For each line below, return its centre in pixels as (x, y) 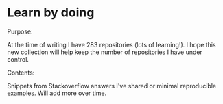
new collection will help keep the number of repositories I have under (105, 52)
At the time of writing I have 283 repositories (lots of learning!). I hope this (111, 44)
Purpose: (20, 31)
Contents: (21, 73)
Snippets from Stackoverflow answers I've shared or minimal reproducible (112, 86)
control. (18, 59)
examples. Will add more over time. (57, 93)
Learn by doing (51, 13)
